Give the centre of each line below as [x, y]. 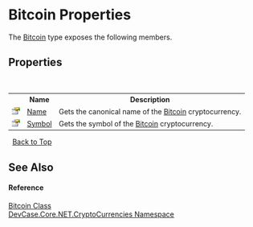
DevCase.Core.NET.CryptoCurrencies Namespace [92, 214]
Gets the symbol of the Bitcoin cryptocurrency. [136, 123]
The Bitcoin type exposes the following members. [90, 37]
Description [150, 100]
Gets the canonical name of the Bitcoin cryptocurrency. [150, 111]
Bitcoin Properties [69, 15]
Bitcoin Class [30, 205]
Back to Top [32, 142]
